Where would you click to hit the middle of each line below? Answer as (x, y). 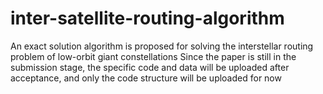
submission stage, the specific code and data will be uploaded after (150, 67)
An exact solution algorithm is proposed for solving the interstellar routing (162, 46)
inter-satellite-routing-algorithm (147, 18)
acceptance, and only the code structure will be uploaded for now (146, 78)
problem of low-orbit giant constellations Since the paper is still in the (153, 56)
